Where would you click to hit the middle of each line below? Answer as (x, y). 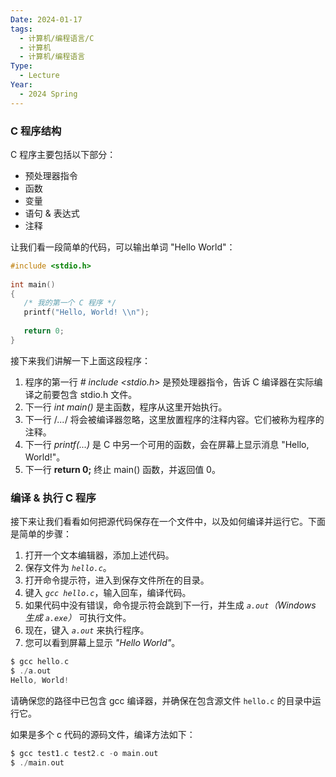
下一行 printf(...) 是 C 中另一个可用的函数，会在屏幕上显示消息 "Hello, (167, 444)
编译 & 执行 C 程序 (53, 498)
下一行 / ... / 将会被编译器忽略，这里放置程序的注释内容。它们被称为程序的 (174, 419)
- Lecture (39, 76)
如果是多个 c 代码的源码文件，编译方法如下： (103, 734)
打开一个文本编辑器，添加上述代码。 (99, 555)
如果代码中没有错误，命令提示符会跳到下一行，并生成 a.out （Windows (170, 605)
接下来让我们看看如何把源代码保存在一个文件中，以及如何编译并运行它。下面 (168, 522)
